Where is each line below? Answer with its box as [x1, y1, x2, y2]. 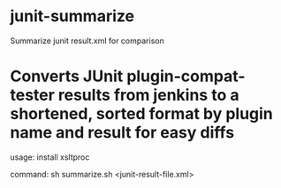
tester [10, 86, 56, 105]
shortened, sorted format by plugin [10, 104, 273, 124]
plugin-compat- [125, 66, 246, 86]
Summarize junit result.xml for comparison [10, 35, 164, 46]
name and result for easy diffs [10, 123, 235, 143]
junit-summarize [10, 6, 135, 26]
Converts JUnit [10, 66, 124, 86]
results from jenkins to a [57, 86, 239, 105]
